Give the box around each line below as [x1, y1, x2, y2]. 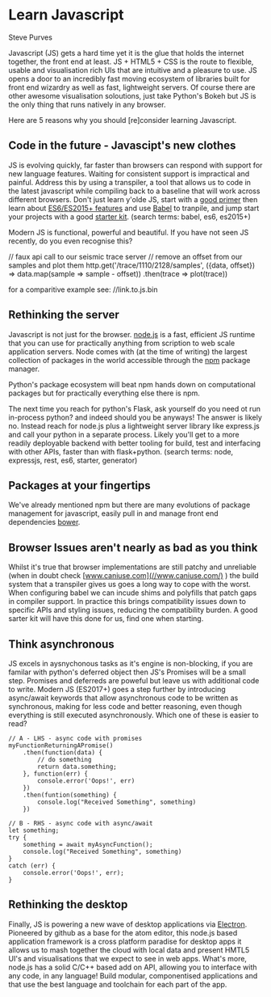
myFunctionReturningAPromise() [8, 741, 114, 750]
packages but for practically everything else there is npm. [8, 388, 200, 398]
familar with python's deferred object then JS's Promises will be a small [8, 667, 246, 677]
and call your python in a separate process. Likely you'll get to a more [8, 429, 240, 439]
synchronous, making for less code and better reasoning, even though [8, 702, 242, 711]
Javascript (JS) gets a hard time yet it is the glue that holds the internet [8, 48, 244, 57]
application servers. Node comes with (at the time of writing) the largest [8, 346, 248, 357]
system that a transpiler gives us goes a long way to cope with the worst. [8, 580, 252, 589]
